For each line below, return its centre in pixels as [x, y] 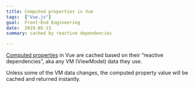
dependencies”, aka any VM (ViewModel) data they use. [74, 62]
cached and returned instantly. [43, 79]
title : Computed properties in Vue [50, 11]
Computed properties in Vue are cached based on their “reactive [85, 55]
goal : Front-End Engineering [43, 22]
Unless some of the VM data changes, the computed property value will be [97, 73]
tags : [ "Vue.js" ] [29, 17]
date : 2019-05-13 [29, 28]
